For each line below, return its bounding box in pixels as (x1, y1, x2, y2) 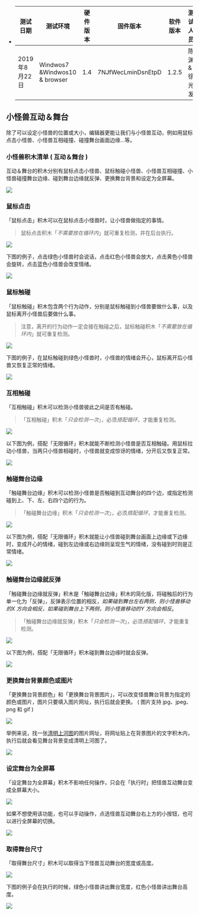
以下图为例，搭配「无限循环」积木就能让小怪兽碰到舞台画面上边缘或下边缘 (6, 533, 188, 540)
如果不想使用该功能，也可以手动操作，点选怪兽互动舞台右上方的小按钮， (6, 810, 182, 818)
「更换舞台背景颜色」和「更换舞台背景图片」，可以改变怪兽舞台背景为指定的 (6, 690, 191, 698)
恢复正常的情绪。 (16, 361, 58, 368)
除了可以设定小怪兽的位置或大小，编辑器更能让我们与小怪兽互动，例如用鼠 (6, 129, 188, 136)
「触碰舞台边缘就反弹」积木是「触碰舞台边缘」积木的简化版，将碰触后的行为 (6, 590, 193, 597)
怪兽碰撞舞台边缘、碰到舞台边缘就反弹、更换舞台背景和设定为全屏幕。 (6, 175, 178, 182)
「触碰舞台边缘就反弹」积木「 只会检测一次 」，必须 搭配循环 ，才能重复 (20, 617, 190, 624)
